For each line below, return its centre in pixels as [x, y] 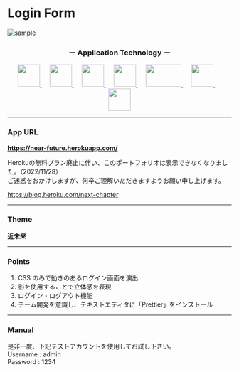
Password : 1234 [32, 362]
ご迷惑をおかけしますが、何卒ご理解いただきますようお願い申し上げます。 [116, 180]
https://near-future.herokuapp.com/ [63, 148]
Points [19, 261]
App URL [23, 132]
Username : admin [34, 354]
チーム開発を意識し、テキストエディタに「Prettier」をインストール [115, 304]
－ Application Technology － [119, 53]
